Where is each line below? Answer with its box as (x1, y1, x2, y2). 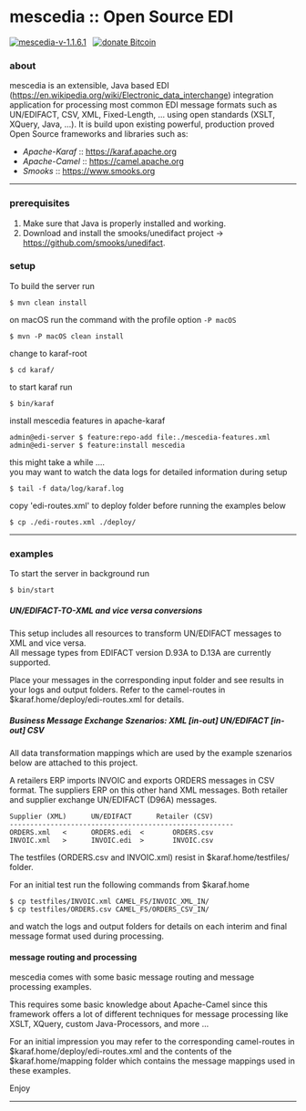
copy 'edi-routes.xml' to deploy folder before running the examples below (9, 500, 287, 511)
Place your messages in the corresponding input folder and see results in (9, 675, 284, 686)
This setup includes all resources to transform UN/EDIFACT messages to (9, 628, 282, 639)
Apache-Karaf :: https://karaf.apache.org (22, 146, 178, 157)
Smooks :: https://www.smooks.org (22, 166, 156, 177)
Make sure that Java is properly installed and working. (22, 217, 226, 229)
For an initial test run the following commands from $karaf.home (9, 879, 250, 890)
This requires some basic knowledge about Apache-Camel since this (9, 999, 269, 1010)
